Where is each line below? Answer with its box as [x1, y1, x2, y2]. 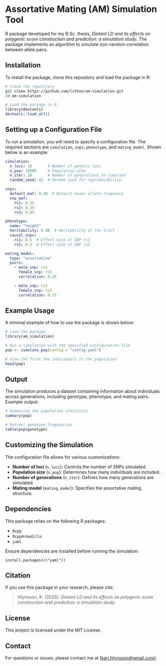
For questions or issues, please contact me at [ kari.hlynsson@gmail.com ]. [5, 655, 157, 661]
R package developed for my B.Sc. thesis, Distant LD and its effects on [5, 30, 151, 36]
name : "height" [9, 223, 41, 228]
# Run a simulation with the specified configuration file [5, 343, 131, 348]
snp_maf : [9, 196, 28, 201]
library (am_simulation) [5, 334, 55, 339]
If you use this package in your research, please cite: [5, 585, 114, 591]
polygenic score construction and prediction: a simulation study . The [5, 36, 147, 42]
